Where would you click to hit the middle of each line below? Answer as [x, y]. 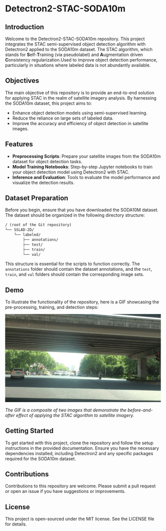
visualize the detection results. [43, 182]
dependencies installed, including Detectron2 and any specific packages [79, 453]
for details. [16, 524]
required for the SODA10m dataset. [41, 459]
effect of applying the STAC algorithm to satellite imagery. [75, 415]
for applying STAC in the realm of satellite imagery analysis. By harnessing [81, 98]
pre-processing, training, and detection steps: [52, 307]
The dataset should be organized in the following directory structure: [75, 215]
